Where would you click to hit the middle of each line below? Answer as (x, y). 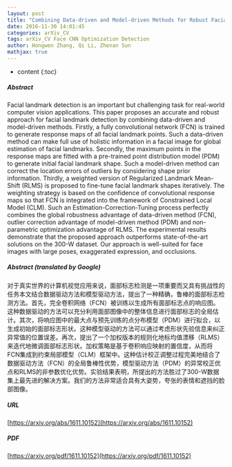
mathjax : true (28, 52)
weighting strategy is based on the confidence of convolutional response (111, 192)
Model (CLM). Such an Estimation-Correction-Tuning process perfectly (108, 207)
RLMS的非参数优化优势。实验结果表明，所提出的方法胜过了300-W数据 (119, 371)
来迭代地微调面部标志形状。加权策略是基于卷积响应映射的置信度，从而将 (110, 346)
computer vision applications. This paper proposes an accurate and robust (113, 112)
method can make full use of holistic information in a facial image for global (114, 141)
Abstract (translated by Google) (54, 267)
